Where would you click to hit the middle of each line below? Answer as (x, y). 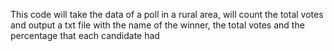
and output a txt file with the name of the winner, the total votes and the (157, 25)
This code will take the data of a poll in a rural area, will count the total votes (167, 14)
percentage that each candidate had (85, 35)
